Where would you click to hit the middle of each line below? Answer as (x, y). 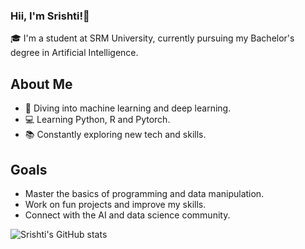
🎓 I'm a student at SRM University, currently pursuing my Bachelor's (152, 38)
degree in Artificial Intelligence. (74, 53)
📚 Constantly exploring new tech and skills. (115, 135)
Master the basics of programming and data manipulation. (144, 193)
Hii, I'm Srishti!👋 (50, 16)
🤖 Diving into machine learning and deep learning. (128, 108)
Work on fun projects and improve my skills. (115, 204)
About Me (41, 84)
